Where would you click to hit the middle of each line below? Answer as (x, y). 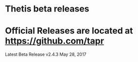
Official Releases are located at (69, 31)
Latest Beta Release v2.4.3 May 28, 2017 (46, 54)
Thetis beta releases (47, 9)
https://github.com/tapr (55, 41)
